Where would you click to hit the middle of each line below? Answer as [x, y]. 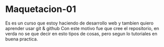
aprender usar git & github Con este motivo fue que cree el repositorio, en [82, 28]
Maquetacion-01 [41, 9]
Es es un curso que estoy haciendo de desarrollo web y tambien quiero [79, 23]
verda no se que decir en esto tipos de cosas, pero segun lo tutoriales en [81, 33]
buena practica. [22, 39]
